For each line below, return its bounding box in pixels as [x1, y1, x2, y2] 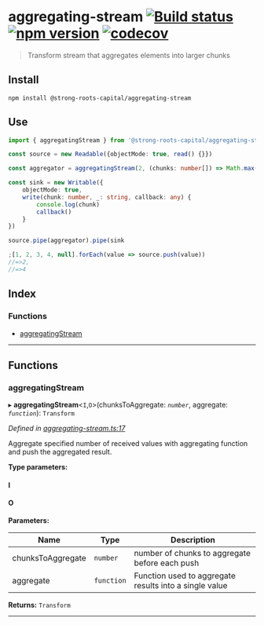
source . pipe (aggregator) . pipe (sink [8, 236, 125, 245]
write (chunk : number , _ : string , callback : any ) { [22, 193, 192, 201]
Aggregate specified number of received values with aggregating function [8, 439, 248, 448]
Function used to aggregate [134, 570, 236, 581]
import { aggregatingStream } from [8, 136, 125, 144]
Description [170, 534, 216, 545]
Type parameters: [8, 462, 68, 472]
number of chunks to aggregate [134, 547, 251, 558]
